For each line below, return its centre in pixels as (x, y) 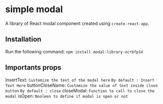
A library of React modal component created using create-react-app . (77, 23)
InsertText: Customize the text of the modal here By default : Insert (80, 80)
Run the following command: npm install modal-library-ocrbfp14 (74, 51)
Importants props (33, 68)
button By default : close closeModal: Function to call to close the (80, 90)
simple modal (34, 9)
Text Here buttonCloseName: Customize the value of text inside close (81, 85)
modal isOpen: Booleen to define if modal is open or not (67, 96)
